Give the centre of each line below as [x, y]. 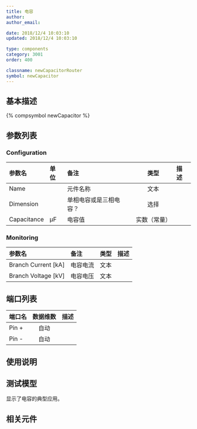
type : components [27, 49]
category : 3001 [25, 55]
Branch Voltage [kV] [37, 276]
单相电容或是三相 [91, 200]
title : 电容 [20, 11]
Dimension [24, 204]
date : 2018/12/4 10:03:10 [38, 33]
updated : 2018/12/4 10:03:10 [42, 39]
